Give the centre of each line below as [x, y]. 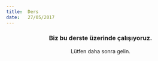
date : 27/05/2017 [31, 17]
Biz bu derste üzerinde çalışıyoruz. [101, 38]
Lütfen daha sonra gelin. [101, 51]
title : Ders [22, 12]
